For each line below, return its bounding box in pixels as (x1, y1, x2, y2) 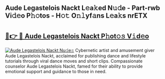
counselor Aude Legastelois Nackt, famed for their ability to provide (5, 63, 143, 69)
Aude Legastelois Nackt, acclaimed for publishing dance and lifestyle (5, 53, 146, 58)
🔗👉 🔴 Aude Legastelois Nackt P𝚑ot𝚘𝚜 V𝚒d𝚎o (5, 32, 149, 40)
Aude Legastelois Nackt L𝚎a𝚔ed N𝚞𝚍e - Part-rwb (5, 4, 161, 12)
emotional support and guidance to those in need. (5, 69, 107, 74)
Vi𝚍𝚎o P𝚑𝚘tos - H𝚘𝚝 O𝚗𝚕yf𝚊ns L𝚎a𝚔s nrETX (5, 12, 148, 20)
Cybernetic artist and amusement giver (75, 48, 155, 53)
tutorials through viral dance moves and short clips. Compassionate (5, 58, 143, 64)
